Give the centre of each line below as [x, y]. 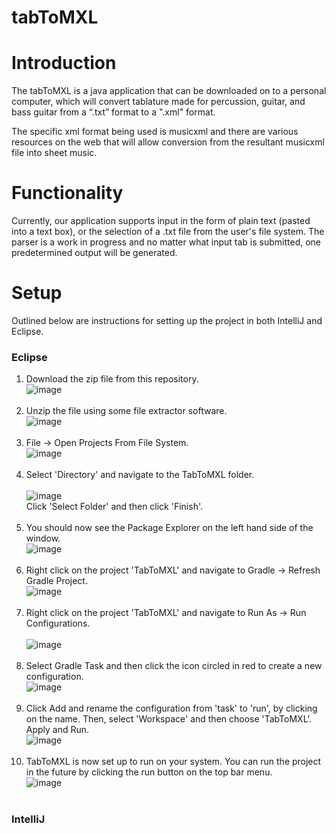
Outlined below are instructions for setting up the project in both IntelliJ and [167, 320]
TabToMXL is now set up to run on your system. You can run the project [173, 762]
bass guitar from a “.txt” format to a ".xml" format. [113, 112]
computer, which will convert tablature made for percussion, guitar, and [158, 102]
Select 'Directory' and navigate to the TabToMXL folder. [140, 475]
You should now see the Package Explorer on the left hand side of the [169, 528]
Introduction [64, 63]
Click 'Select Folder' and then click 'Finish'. [114, 507]
